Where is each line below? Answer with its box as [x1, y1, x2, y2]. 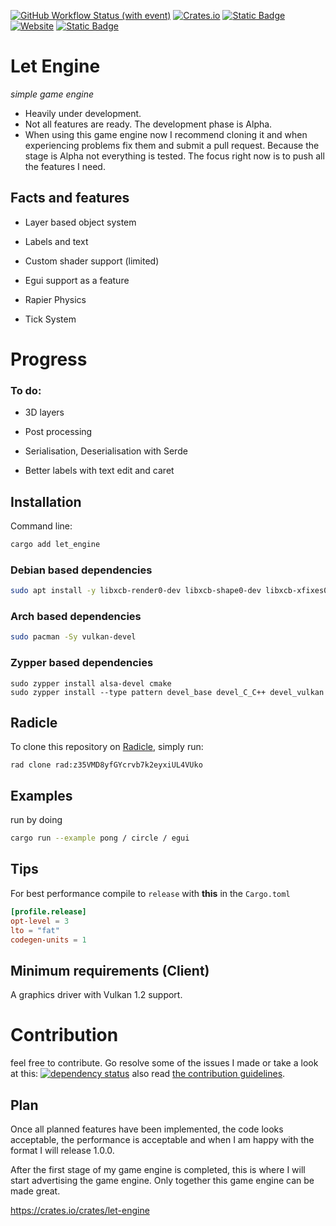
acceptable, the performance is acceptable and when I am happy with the [10, 1133, 315, 1145]
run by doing [10, 814, 63, 826]
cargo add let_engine [10, 540, 101, 550]
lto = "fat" [10, 925, 60, 935]
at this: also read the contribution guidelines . [10, 1068, 286, 1080]
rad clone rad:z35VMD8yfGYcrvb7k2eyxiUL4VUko [10, 760, 203, 770]
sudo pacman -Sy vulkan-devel [10, 632, 137, 642]
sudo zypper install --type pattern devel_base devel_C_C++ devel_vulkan [10, 687, 325, 697]
